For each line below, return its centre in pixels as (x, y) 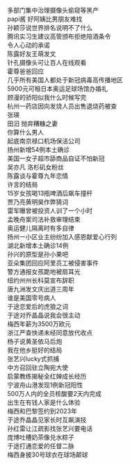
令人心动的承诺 (29, 45)
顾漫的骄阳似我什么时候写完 (47, 97)
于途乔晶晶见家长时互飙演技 (47, 420)
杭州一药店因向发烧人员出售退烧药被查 (62, 106)
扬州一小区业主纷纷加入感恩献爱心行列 (62, 237)
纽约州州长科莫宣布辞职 (41, 280)
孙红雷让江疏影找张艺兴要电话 (50, 428)
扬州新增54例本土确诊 (39, 150)
